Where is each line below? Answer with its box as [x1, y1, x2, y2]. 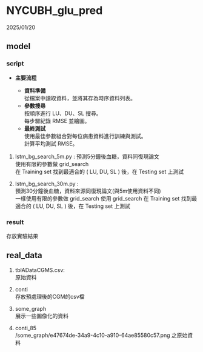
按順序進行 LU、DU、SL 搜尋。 [24, 110, 102, 117]
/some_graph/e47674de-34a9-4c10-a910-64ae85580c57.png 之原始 [15, 331, 188, 339]
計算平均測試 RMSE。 [24, 140, 78, 147]
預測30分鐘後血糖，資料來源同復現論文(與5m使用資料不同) [15, 187, 162, 194]
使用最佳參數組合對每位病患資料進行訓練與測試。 [24, 132, 147, 139]
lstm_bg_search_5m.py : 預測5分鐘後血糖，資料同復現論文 [15, 153, 159, 160]
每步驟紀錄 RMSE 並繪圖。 [24, 117, 90, 124]
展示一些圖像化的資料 [15, 312, 68, 319]
